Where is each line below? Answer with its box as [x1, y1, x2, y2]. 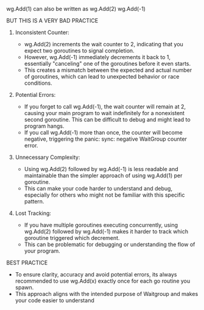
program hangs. [24, 122, 65, 130]
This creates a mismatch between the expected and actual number [24, 66, 192, 74]
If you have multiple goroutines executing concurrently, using [24, 222, 178, 228]
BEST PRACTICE [6, 259, 48, 266]
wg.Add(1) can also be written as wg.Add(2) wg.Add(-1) [6, 5, 146, 12]
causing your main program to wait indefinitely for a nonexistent [24, 110, 185, 116]
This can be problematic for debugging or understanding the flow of [24, 241, 195, 248]
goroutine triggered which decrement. [24, 234, 120, 241]
